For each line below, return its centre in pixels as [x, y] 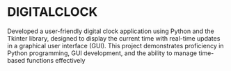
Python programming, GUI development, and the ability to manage [102, 53]
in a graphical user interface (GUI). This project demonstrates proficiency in [115, 45]
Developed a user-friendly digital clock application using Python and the [111, 31]
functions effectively [56, 60]
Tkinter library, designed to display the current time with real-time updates [114, 38]
